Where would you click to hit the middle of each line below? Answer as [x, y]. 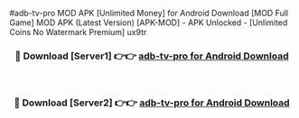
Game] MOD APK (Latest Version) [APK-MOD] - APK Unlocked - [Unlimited [149, 23]
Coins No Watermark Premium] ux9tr [78, 32]
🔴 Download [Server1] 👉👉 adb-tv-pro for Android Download [152, 56]
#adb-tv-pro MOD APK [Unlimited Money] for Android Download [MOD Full [149, 13]
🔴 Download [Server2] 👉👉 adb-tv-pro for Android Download [152, 103]
